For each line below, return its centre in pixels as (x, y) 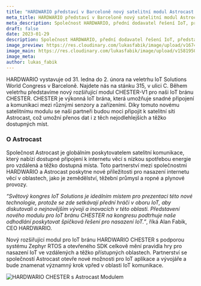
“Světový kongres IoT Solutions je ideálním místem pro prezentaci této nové (100, 196)
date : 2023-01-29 (28, 34)
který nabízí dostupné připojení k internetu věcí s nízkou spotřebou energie (99, 159)
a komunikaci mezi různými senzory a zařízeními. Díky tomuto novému (93, 105)
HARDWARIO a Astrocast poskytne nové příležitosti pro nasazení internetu (98, 171)
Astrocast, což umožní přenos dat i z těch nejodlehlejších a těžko (86, 117)
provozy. (17, 184)
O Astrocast (24, 139)
